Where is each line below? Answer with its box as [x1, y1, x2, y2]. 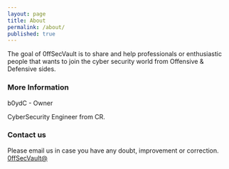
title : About [7, 17, 46, 24]
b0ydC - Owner [7, 99, 53, 107]
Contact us [7, 130, 46, 140]
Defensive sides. [7, 65, 56, 73]
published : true [7, 30, 55, 38]
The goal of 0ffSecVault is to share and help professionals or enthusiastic [7, 50, 223, 58]
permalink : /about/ [7, 23, 65, 31]
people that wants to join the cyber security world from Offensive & [7, 58, 204, 66]
